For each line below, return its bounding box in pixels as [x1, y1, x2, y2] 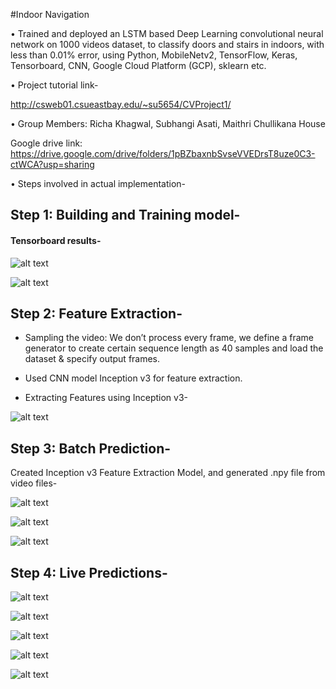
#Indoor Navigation [10, 9, 90, 20]
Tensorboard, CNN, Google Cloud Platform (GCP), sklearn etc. [10, 60, 267, 71]
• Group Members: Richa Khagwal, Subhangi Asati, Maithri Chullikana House [10, 118, 326, 129]
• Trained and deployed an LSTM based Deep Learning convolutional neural [10, 28, 324, 39]
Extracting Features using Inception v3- [24, 392, 189, 404]
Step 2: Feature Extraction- [10, 305, 183, 322]
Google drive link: [10, 137, 83, 149]
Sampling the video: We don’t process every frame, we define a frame [24, 332, 314, 344]
